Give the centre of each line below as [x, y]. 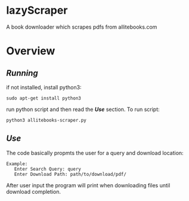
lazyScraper [37, 10]
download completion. [34, 191]
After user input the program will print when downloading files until [88, 185]
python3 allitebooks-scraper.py [46, 120]
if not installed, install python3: [44, 87]
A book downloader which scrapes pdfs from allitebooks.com [82, 27]
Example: [17, 164]
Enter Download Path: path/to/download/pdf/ [70, 174]
